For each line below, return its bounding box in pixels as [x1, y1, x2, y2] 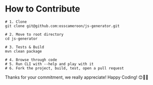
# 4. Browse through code [5, 57, 57, 62]
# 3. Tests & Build [5, 44, 44, 49]
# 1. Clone [5, 19, 27, 24]
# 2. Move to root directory [5, 32, 64, 37]
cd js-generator [5, 36, 38, 41]
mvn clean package [5, 49, 42, 54]
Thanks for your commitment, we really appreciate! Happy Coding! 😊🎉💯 [5, 74, 149, 80]
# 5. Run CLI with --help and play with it [5, 61, 94, 66]
